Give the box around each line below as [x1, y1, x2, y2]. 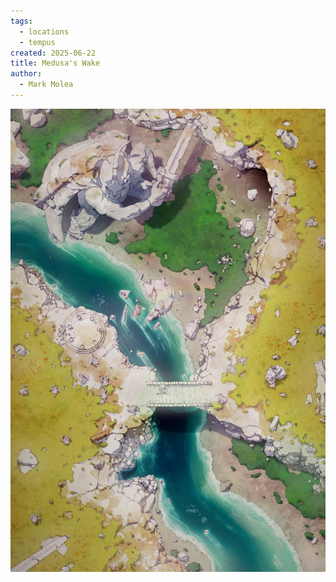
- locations [19, 26, 70, 37]
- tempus [19, 37, 56, 47]
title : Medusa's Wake [10, 58, 101, 69]
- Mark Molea [19, 80, 74, 90]
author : [10, 69, 43, 79]
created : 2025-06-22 [10, 48, 97, 58]
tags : [10, 16, 33, 26]
